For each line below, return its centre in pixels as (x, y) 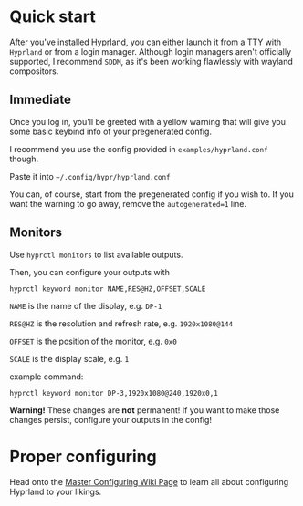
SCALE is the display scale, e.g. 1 (69, 358)
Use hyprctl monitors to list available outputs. (96, 254)
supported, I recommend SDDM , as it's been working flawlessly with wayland (151, 61)
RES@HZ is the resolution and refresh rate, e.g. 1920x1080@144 (121, 323)
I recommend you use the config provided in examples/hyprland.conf (139, 149)
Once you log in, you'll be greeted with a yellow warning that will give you (147, 121)
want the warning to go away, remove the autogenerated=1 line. (128, 203)
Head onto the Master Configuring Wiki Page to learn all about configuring (149, 481)
